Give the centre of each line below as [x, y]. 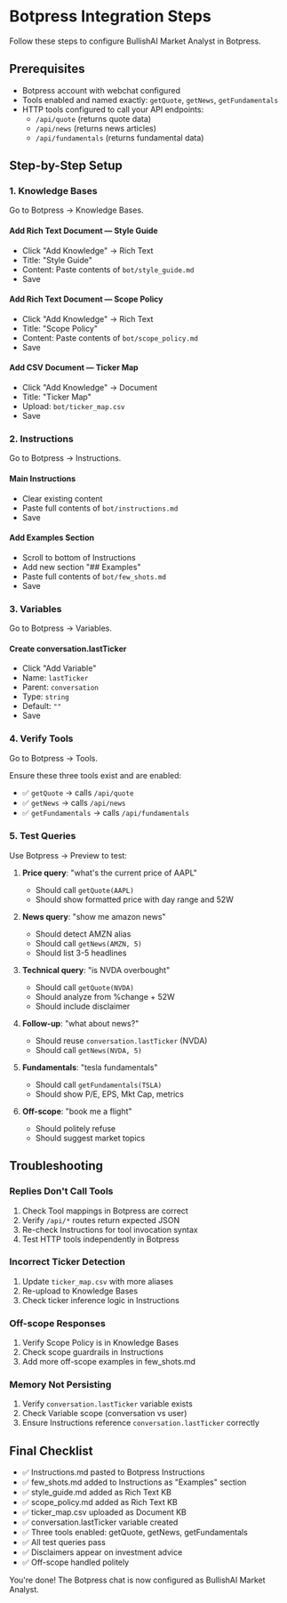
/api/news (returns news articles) [96, 128]
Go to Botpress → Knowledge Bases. [76, 210]
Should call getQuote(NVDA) [85, 987]
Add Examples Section [52, 538]
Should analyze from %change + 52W [105, 996]
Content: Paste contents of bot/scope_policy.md [110, 338]
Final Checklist [51, 1450]
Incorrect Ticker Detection [68, 1262]
